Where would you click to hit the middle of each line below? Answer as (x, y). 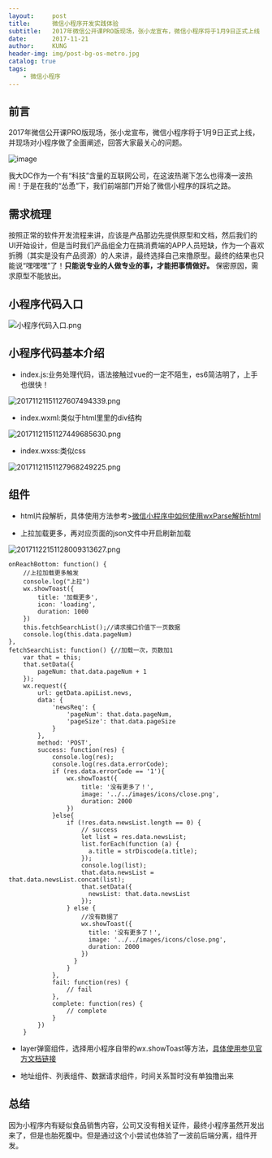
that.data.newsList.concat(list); (67, 880)
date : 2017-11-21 (49, 39)
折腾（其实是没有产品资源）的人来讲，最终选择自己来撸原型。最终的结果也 (133, 256)
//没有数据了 (100, 916)
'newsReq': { (73, 707)
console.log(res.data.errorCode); (110, 764)
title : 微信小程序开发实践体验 (64, 24)
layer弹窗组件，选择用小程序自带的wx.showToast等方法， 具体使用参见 (138, 1048)
